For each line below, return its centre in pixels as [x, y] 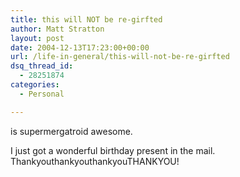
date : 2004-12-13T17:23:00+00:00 [80, 47]
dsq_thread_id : [42, 66]
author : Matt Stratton [57, 29]
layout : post [37, 38]
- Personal [42, 94]
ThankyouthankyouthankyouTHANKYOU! [95, 161]
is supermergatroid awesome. [71, 131]
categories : [35, 85]
